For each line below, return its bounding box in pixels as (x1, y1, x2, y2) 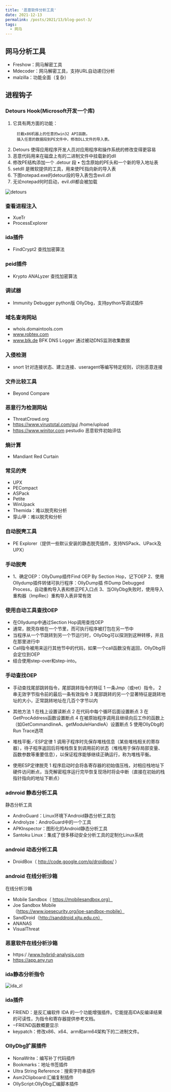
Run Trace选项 (12, 727, 43, 734)
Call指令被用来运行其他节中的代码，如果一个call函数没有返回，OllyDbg (12, 645, 162, 651)
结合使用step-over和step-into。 (12, 658, 80, 664)
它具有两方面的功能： (12, 120, 58, 126)
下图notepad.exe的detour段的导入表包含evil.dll (12, 172, 111, 178)
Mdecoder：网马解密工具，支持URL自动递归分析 (12, 68, 115, 74)
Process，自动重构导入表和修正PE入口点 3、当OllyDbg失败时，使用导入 (12, 586, 164, 593)
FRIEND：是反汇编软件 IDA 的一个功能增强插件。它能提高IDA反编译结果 (12, 1009, 162, 1015)
